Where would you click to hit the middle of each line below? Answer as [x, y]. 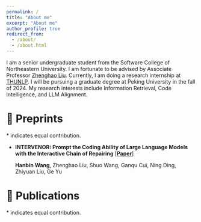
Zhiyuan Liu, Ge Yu [38, 171]
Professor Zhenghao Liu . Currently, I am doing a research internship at [94, 75]
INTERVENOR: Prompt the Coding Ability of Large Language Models [101, 147]
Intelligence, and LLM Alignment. [47, 94]
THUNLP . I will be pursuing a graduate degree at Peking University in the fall [101, 81]
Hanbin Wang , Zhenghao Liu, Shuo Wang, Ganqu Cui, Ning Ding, [95, 165]
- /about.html [29, 46]
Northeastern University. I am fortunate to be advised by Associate [89, 69]
